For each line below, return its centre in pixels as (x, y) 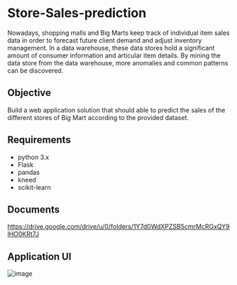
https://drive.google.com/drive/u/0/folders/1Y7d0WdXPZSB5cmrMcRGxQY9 (118, 227)
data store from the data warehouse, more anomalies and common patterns (118, 63)
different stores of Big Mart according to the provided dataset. (98, 117)
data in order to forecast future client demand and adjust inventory (105, 40)
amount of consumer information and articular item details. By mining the (114, 55)
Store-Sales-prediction (77, 13)
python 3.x (33, 157)
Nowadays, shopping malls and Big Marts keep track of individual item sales (118, 33)
